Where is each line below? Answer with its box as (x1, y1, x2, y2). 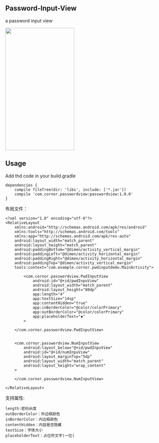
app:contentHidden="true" (32, 300, 88, 305)
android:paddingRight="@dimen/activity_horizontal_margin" (14, 256, 143, 261)
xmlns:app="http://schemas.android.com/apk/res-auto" (14, 233, 131, 239)
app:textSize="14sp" (32, 296, 76, 301)
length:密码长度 (5, 406, 37, 411)
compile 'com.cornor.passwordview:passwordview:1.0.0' (14, 191, 134, 197)
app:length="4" (32, 292, 65, 297)
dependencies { (5, 183, 38, 188)
